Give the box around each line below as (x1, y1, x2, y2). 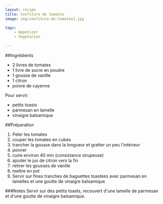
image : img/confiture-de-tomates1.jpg (5, 16, 84, 21)
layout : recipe (5, 7, 36, 12)
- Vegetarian (14, 34, 41, 39)
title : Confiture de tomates (5, 12, 65, 17)
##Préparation (5, 121, 34, 128)
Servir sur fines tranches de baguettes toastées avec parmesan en (12, 173, 147, 179)
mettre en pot (12, 168, 40, 174)
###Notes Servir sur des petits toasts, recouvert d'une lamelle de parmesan (5, 188, 159, 194)
